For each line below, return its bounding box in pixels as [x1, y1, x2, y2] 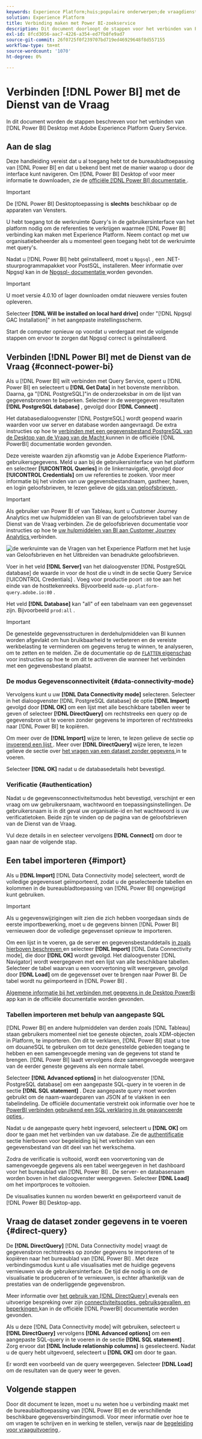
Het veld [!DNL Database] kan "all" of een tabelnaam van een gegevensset [6, 600, 192, 608]
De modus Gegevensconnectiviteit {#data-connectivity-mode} [6, 677, 194, 685]
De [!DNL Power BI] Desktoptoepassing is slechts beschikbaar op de [6, 200, 177, 208]
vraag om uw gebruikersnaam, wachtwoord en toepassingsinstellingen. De [6, 801, 191, 808]
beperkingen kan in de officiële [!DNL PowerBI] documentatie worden [6, 1304, 179, 1312]
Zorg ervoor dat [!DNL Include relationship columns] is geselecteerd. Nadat [6, 1342, 196, 1349]
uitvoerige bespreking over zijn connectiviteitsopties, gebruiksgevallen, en [6, 1298, 191, 1306]
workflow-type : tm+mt [6, 43, 61, 49]
